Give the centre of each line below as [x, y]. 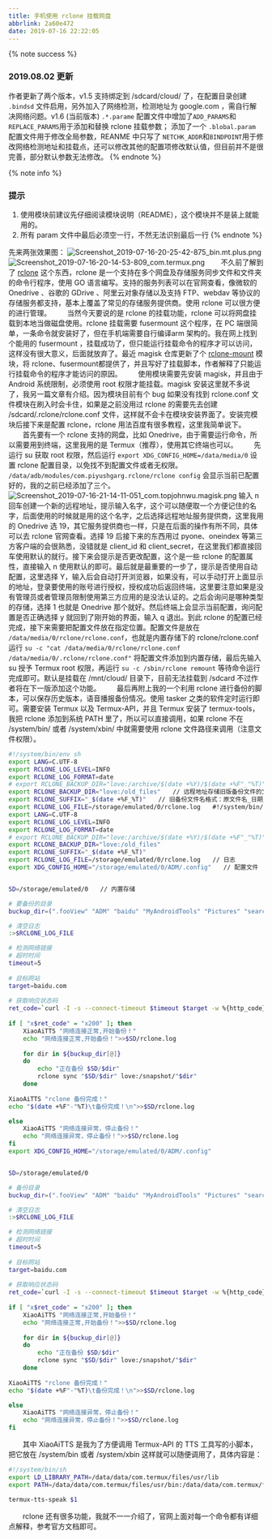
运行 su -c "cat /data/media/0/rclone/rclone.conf [94, 647]
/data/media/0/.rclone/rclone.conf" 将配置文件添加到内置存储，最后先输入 [135, 657]
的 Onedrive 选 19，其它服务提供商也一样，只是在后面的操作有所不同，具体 [133, 526]
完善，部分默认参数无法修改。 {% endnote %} [85, 157]
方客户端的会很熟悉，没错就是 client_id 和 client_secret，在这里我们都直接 [132, 546]
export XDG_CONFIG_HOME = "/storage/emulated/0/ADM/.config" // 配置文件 [134, 868]
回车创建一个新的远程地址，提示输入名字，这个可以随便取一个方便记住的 [129, 505]
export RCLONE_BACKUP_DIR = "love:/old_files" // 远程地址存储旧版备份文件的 [135, 792]
